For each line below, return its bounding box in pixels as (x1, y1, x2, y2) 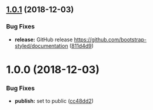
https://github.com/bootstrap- (74, 35, 147, 43)
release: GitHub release (14, 35, 73, 43)
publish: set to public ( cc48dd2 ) (14, 98, 94, 105)
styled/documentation (14, 42, 69, 49)
